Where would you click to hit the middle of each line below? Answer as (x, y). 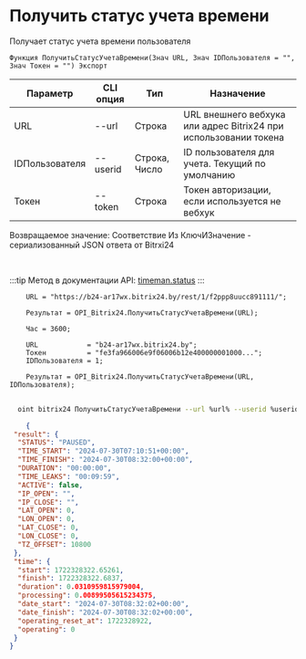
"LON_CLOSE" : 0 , (48, 536)
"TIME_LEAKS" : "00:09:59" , (69, 476)
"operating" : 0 (46, 629)
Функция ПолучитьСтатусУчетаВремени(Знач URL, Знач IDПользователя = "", (153, 58)
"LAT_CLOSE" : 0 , (48, 528)
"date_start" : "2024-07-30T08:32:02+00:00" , (103, 604)
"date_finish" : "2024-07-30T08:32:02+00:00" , (106, 612)
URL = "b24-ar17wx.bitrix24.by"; (112, 345)
